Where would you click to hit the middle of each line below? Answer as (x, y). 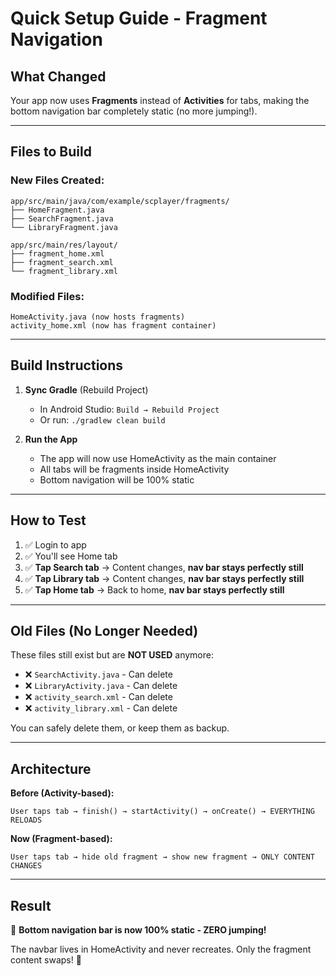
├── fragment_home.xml (57, 253)
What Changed (58, 76)
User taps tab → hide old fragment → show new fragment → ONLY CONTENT (162, 857)
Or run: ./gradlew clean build (102, 419)
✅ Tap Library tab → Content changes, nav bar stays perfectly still (164, 578)
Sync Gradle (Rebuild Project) (86, 389)
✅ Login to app (55, 544)
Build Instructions (67, 365)
